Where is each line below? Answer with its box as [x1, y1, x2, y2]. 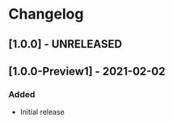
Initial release [19, 107, 65, 117]
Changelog [8, 5, 84, 23]
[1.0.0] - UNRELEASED [8, 37, 123, 51]
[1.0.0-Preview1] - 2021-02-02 [8, 64, 166, 78]
